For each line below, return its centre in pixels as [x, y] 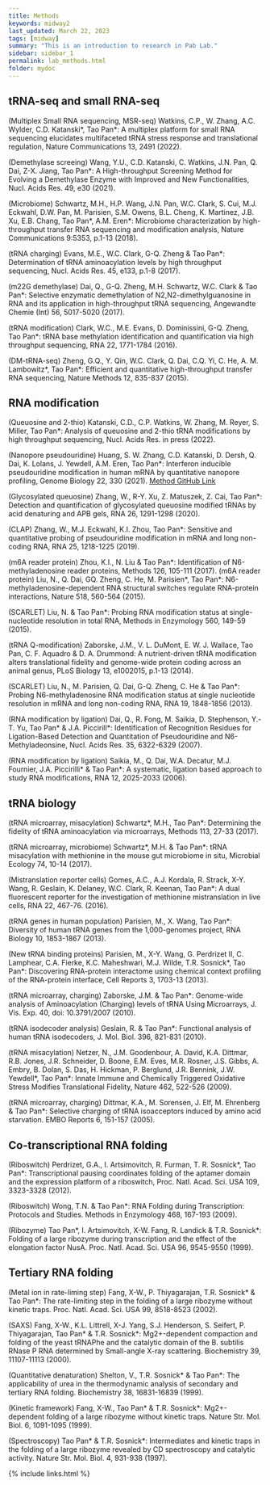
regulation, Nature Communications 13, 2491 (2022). [95, 146]
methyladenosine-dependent [56, 588]
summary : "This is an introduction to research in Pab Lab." [113, 46]
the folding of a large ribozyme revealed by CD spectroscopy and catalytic [132, 1449]
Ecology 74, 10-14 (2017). [50, 864]
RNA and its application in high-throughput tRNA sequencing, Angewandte [132, 303]
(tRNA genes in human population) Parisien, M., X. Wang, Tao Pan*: [120, 921]
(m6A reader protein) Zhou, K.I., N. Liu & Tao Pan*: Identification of [119, 562]
